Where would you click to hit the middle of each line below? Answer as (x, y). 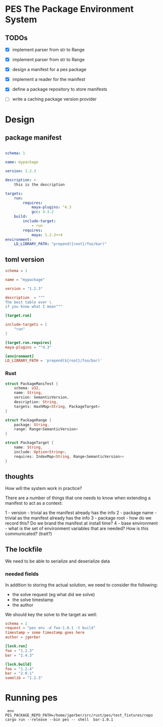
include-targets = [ (26, 324)
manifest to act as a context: (34, 503)
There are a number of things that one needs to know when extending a (78, 498)
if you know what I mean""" (34, 307)
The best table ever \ (28, 302)
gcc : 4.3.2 (43, 212)
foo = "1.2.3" (20, 650)
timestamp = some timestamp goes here (45, 633)
